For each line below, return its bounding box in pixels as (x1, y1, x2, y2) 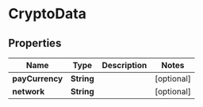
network (12, 86, 45, 97)
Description (101, 60, 147, 71)
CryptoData (8, 5, 87, 23)
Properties (8, 36, 62, 50)
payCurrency (12, 73, 63, 84)
